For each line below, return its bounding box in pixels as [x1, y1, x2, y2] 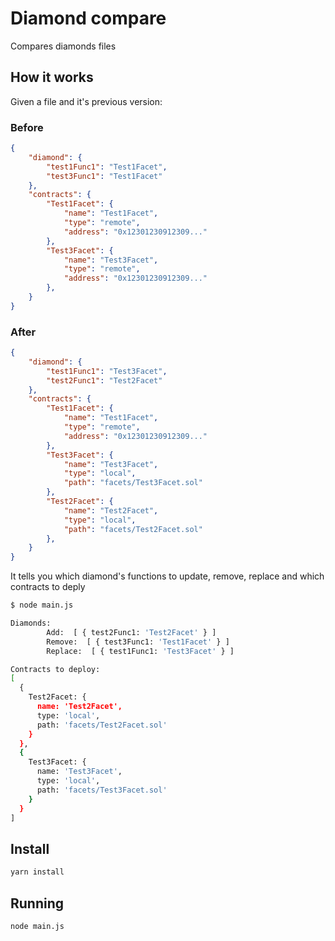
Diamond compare [10, 7, 167, 30]
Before [10, 120, 44, 134]
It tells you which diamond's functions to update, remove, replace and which [10, 570, 325, 582]
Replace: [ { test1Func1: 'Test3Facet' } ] [46, 646, 235, 656]
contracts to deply [10, 581, 86, 593]
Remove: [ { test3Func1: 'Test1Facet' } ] [46, 637, 230, 647]
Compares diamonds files [10, 40, 117, 52]
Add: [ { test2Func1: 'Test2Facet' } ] [46, 627, 217, 637]
